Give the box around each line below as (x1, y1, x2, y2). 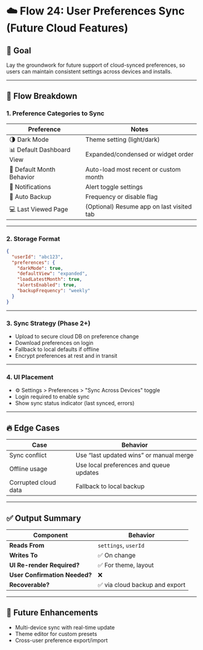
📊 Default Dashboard (9, 146, 71, 154)
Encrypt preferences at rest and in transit (14, 352, 118, 360)
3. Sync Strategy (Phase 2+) (6, 319, 91, 327)
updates (75, 469, 99, 477)
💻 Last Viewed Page (9, 205, 68, 213)
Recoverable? (9, 580, 50, 589)
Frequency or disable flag (85, 192, 158, 201)
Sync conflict (9, 451, 47, 460)
